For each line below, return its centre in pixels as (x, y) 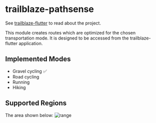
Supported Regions (36, 103)
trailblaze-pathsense (49, 9)
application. (31, 43)
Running (21, 82)
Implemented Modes (38, 59)
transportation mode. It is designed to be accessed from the (67, 38)
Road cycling (26, 76)
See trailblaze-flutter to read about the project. (53, 23)
